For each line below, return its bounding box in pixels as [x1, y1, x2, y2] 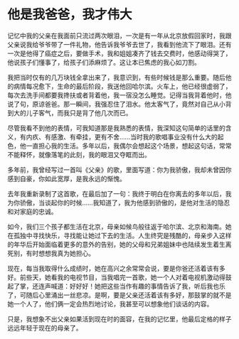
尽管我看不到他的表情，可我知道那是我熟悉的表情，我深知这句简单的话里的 [7, 124, 225, 132]
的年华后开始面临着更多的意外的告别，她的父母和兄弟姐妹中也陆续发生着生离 [7, 240, 232, 249]
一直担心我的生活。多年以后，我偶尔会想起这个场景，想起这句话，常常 [26, 141, 232, 150]
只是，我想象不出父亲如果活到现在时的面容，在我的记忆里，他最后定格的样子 [7, 314, 232, 323]
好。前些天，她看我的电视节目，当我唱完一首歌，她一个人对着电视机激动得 [7, 273, 225, 281]
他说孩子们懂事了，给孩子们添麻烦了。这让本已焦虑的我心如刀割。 [7, 58, 201, 66]
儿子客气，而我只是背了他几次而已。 [26, 108, 132, 117]
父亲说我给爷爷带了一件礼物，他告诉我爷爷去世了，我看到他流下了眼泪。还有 [7, 40, 232, 48]
